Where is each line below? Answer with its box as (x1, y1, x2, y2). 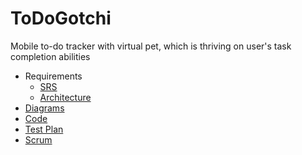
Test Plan (24, 123, 64, 135)
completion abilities (10, 50, 91, 62)
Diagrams (24, 102, 65, 114)
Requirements (24, 70, 83, 82)
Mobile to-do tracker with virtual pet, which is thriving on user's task (10, 40, 292, 52)
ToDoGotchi (10, 7, 112, 30)
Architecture (39, 91, 92, 103)
